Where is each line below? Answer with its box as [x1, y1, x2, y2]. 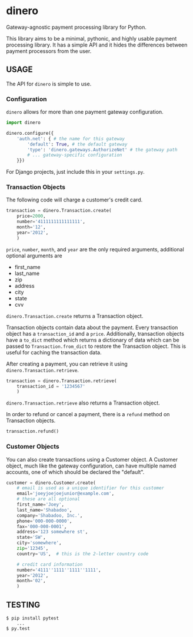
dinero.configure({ [6, 130, 54, 136]
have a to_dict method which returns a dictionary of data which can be [6, 336, 179, 343]
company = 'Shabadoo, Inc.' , [16, 512, 83, 519]
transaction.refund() [6, 429, 59, 434]
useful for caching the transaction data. [6, 349, 102, 356]
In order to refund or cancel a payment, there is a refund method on [6, 411, 170, 418]
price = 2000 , [16, 213, 46, 219]
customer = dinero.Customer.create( [6, 480, 96, 486]
